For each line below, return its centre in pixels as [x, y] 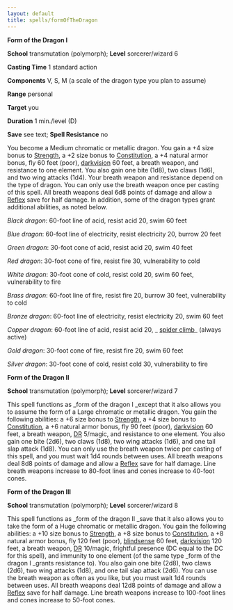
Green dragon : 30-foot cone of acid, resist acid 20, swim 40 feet [100, 247]
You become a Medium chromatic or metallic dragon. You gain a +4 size [111, 147]
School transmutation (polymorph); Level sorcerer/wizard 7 [93, 391]
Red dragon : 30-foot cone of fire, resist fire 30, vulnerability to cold [104, 261]
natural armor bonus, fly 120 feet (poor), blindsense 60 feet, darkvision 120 [115, 540]
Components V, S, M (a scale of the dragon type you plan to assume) [107, 80]
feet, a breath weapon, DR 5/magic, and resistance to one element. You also [116, 434]
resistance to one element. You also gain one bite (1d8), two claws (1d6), [111, 170]
